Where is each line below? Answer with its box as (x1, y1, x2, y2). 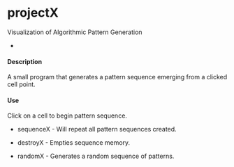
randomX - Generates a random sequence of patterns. (17, 152, 175, 161)
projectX (7, 5, 59, 21)
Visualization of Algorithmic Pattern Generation (7, 28, 142, 36)
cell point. (7, 80, 36, 88)
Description (7, 57, 43, 65)
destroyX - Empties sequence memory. (17, 138, 131, 147)
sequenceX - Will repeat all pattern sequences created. (17, 125, 177, 134)
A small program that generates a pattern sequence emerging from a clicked (7, 73, 228, 81)
